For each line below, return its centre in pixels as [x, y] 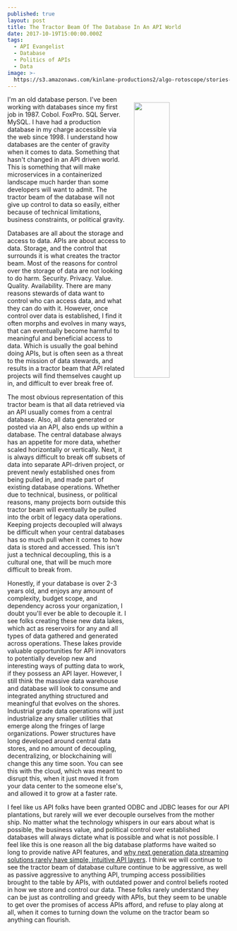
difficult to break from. [40, 570]
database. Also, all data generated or [61, 420]
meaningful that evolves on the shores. [64, 704]
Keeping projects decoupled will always [65, 525]
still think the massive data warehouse [63, 681]
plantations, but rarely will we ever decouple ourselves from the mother [111, 815]
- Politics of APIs [42, 60]
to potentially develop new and [52, 658]
